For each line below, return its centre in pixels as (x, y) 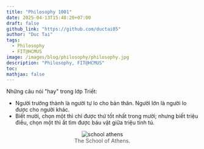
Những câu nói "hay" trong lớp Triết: (52, 91)
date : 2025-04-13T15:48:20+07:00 (49, 18)
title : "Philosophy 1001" (39, 12)
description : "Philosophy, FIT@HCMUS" (55, 63)
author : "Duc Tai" (30, 35)
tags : (13, 40)
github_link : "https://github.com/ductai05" (64, 29)
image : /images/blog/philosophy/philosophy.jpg (68, 57)
